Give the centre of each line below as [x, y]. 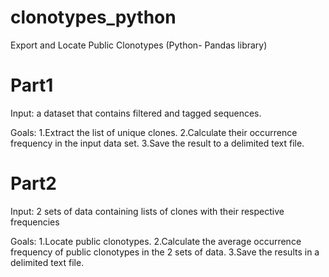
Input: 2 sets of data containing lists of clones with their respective [147, 211]
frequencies [35, 222]
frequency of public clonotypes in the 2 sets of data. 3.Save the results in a [165, 252]
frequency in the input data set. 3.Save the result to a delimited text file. [157, 143]
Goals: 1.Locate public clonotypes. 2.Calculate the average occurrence [156, 241]
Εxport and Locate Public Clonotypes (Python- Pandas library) [139, 45]
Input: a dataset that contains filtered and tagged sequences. [136, 113]
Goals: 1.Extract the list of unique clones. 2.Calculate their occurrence [154, 132]
